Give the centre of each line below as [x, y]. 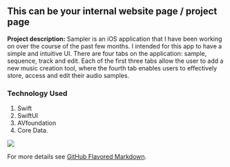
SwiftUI [28, 116]
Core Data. [32, 130]
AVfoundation [37, 123]
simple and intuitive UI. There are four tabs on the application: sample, [107, 53]
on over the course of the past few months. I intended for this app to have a [115, 46]
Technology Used [37, 93]
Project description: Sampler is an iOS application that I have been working [115, 39]
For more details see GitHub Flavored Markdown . [77, 157]
